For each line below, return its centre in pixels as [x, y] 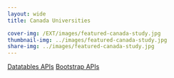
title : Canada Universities [49, 21]
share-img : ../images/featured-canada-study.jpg [81, 47]
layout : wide [27, 14]
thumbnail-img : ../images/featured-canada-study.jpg [87, 40]
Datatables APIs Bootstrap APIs [53, 67]
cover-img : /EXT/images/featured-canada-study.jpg [84, 33]
